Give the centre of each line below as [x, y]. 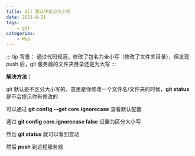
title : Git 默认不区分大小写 [38, 12]
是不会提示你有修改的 [32, 96]
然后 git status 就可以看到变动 [43, 134]
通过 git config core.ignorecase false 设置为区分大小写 [74, 121]
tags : [13, 22]
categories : [21, 34]
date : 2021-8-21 [26, 17]
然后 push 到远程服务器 [35, 147]
